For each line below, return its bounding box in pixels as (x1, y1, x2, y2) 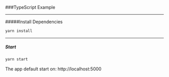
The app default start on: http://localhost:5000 (5, 65, 102, 72)
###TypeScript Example (5, 5, 55, 10)
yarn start (5, 56, 28, 62)
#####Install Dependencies (5, 19, 63, 25)
